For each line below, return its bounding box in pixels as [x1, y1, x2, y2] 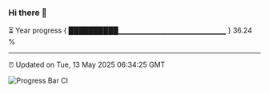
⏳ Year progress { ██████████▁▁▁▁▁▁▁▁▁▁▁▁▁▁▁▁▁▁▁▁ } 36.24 [8, 25, 252, 35]
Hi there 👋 [8, 7, 48, 18]
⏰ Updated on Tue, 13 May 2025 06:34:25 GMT [8, 60, 166, 70]
